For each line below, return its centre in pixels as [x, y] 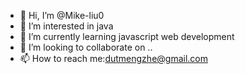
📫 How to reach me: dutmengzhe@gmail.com [113, 58]
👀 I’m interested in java [66, 26]
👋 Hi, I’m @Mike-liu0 [62, 15]
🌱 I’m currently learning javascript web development [127, 36]
